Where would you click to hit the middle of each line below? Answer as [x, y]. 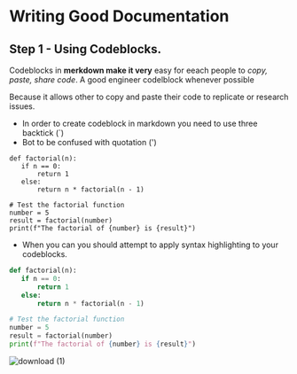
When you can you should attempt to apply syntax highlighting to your [150, 245]
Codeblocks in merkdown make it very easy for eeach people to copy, [138, 70]
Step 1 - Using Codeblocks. [86, 49]
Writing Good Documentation [119, 16]
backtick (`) [43, 133]
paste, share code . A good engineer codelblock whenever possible [132, 80]
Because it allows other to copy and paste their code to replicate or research [149, 97]
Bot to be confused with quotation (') [89, 142]
